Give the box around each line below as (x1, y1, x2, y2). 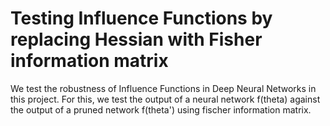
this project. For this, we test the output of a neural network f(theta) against (10, 93, 321, 105)
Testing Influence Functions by (10, 7, 273, 30)
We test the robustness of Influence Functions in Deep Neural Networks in (10, 82, 317, 94)
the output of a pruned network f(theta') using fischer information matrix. (10, 103, 312, 116)
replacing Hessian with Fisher (10, 28, 263, 51)
